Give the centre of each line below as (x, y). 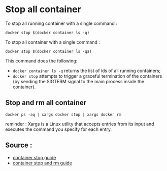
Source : (19, 145)
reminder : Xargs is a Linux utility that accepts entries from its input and (80, 124)
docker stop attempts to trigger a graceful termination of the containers (87, 76)
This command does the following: (41, 61)
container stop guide (34, 157)
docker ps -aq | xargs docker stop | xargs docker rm (63, 114)
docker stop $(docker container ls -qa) (49, 51)
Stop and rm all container (46, 103)
